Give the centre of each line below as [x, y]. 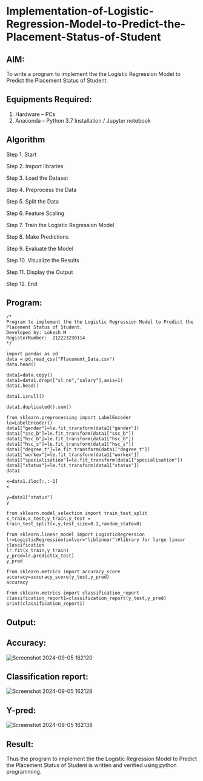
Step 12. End [22, 284]
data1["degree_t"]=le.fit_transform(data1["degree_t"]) [78, 450]
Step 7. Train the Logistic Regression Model [60, 225]
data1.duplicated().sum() [39, 407]
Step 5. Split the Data [33, 201]
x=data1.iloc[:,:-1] [32, 482]
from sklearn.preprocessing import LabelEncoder [69, 418]
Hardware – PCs [35, 114]
